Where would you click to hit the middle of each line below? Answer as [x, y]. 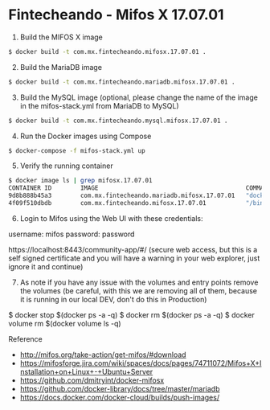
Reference [25, 338]
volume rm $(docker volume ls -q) [65, 323]
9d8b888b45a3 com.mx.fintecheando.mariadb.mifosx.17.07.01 [122, 196]
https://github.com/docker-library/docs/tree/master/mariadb [120, 388]
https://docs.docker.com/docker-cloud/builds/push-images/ [119, 397]
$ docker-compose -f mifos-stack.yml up [77, 150]
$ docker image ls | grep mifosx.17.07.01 [80, 181]
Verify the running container [67, 166]
